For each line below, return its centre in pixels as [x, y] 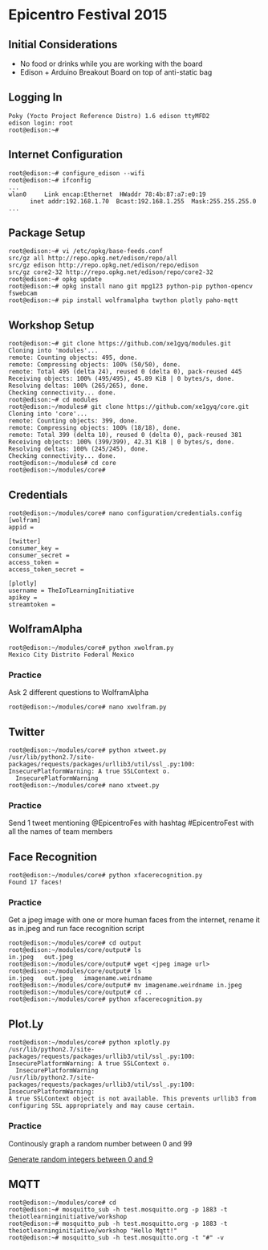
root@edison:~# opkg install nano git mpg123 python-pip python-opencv [130, 287]
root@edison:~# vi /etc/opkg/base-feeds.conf [85, 251]
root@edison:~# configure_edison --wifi [77, 173]
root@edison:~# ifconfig [50, 180]
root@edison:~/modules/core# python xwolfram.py [91, 647]
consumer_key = [34, 549]
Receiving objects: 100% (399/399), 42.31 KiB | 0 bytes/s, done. [122, 442]
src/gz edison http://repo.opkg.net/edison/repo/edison [104, 266]
